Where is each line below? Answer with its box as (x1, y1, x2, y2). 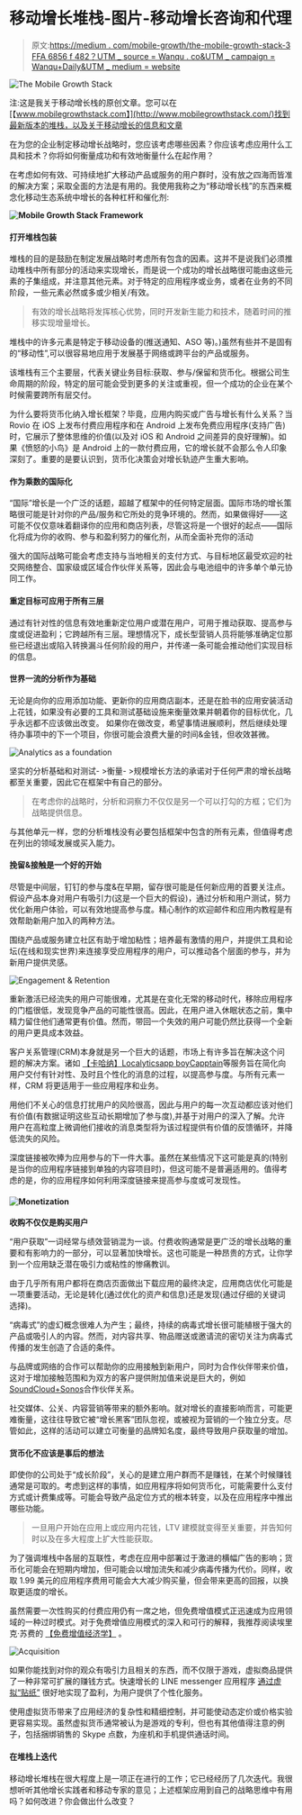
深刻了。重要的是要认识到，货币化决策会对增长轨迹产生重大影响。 (9, 454, 253, 465)
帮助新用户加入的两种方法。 (16, 915, 120, 926)
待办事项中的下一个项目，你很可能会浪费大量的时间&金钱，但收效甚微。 (9, 729, 275, 740)
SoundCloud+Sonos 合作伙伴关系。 (9, 1384, 139, 1394)
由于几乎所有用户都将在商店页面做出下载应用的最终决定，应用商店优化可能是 (9, 1278, 293, 1289)
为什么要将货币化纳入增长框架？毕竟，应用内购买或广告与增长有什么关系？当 (9, 409, 293, 420)
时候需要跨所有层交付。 (9, 389, 96, 401)
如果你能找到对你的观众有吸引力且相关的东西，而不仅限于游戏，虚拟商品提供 (9, 1665, 293, 1675)
